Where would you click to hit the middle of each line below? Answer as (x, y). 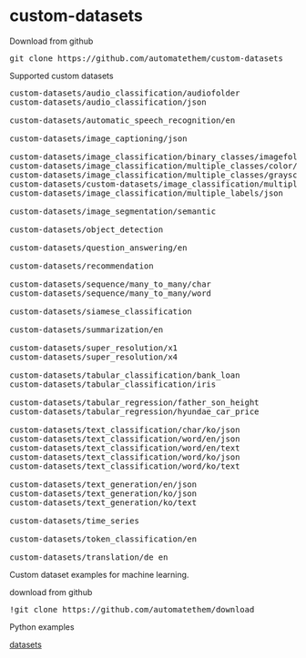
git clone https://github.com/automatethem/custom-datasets (147, 58)
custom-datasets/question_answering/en (98, 248)
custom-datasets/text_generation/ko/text (103, 502)
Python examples (42, 627)
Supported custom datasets (61, 76)
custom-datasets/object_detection (87, 229)
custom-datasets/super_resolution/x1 (94, 348)
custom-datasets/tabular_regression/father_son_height (134, 402)
